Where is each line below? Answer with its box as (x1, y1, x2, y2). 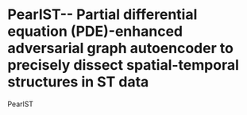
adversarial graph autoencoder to (7, 40, 233, 57)
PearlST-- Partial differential (7, 6, 198, 24)
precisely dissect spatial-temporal (7, 56, 240, 75)
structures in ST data (7, 73, 149, 91)
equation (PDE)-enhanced (7, 22, 183, 40)
